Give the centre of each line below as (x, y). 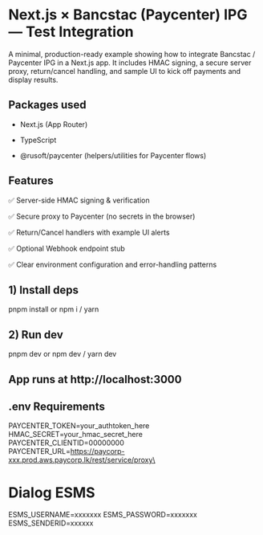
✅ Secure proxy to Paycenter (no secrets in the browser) (102, 216)
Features (31, 181)
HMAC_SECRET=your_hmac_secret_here (75, 435)
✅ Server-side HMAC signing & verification (79, 200)
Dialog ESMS (52, 492)
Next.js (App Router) (54, 124)
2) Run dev (36, 335)
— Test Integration (71, 32)
